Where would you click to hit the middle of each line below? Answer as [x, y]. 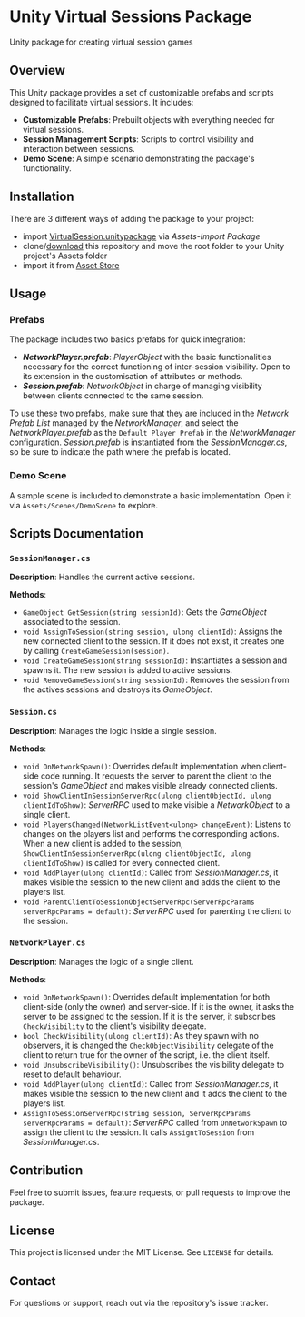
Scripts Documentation [76, 533]
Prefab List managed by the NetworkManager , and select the [124, 423]
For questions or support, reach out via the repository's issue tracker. [139, 1303]
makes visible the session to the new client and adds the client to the [151, 882]
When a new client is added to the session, [103, 843]
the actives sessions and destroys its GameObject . [117, 689]
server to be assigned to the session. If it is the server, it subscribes [149, 1016]
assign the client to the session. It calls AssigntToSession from [138, 1132]
